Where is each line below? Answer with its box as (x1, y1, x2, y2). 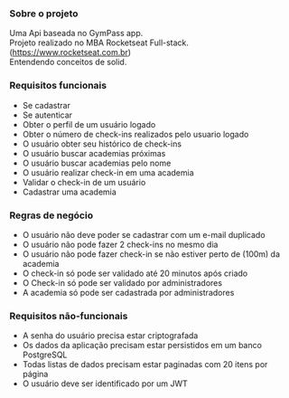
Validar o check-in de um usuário (22, 176, 146, 187)
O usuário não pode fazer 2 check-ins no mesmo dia (22, 239, 219, 250)
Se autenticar (22, 109, 73, 120)
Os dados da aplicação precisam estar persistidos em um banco (22, 340, 262, 351)
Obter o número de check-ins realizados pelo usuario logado (22, 128, 249, 139)
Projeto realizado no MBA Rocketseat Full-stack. (9, 37, 190, 48)
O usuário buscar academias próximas (22, 147, 166, 158)
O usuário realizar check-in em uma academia (22, 166, 194, 178)
